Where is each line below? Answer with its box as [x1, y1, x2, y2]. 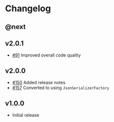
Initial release [12, 112, 39, 118]
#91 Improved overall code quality [12, 52, 81, 58]
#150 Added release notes [12, 80, 65, 86]
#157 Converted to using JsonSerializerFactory [12, 85, 110, 91]
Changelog [5, 3, 51, 14]
